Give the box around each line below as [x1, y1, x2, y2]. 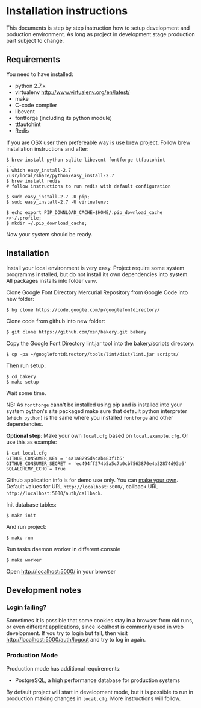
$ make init [6, 513, 36, 519]
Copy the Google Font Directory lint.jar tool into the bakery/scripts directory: [6, 340, 195, 347]
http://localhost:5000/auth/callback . [6, 489, 102, 496]
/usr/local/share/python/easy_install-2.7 [6, 172, 114, 179]
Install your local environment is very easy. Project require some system [6, 264, 185, 271]
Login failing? [6, 603, 47, 612]
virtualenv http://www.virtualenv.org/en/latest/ [14, 89, 130, 96]
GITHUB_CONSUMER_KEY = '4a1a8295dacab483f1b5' [6, 455, 125, 461]
